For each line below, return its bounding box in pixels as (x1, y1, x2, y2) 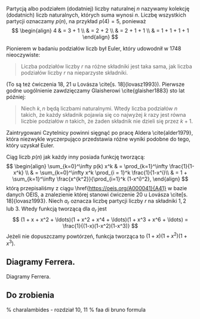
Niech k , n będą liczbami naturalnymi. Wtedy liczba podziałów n (20, 105, 178, 112)
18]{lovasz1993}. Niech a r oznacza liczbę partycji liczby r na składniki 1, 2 (6, 197, 187, 206)
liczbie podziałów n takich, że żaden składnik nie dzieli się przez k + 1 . (20, 117, 193, 125)
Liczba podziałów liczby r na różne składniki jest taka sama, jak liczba (20, 63, 192, 70)
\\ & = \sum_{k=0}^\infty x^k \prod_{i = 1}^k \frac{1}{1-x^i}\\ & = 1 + (24, 169, 188, 176)
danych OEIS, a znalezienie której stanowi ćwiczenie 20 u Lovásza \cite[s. (6, 191, 188, 198)
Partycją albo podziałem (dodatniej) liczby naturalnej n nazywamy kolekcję (6, 5, 190, 12)
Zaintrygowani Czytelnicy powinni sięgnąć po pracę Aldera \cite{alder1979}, (6, 129, 193, 136)
